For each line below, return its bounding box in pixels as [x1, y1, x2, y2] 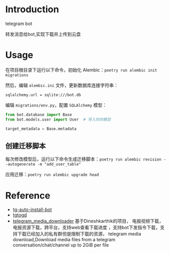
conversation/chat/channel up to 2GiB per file [12, 242, 109, 248]
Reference [5, 190, 50, 201]
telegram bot [5, 20, 32, 27]
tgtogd [12, 212, 27, 218]
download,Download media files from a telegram [12, 237, 116, 243]
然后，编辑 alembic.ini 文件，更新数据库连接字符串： [5, 82, 119, 88]
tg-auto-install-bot [12, 206, 52, 213]
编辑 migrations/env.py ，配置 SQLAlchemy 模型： [5, 102, 108, 108]
